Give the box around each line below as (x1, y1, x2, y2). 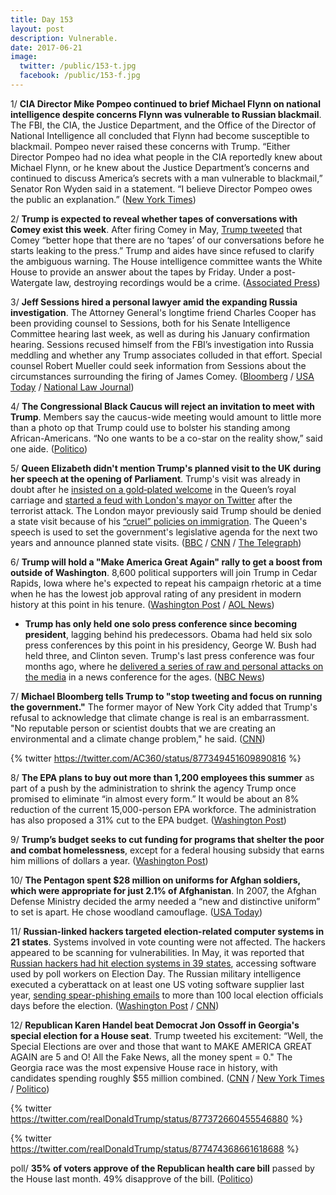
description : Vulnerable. (10, 33, 118, 43)
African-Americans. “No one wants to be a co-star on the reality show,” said (10, 432, 323, 444)
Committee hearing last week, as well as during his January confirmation (10, 327, 311, 340)
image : (10, 52, 38, 62)
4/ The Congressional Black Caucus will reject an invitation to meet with (10, 400, 316, 412)
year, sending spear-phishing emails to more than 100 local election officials (10, 989, 324, 1001)
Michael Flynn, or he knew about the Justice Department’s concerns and (10, 161, 310, 173)
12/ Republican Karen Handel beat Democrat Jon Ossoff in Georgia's (10, 1019, 300, 1031)
